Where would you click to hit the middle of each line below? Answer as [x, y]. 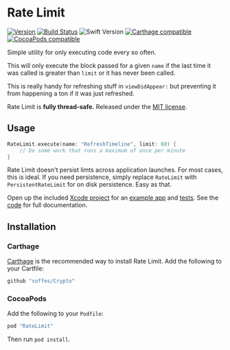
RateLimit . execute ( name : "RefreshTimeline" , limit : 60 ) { [92, 144]
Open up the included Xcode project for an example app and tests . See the [113, 198]
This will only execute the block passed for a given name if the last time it [109, 65]
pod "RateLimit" [30, 326]
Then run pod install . [39, 339]
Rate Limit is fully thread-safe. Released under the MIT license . [97, 106]
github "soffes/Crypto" [41, 281]
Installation [32, 227]
